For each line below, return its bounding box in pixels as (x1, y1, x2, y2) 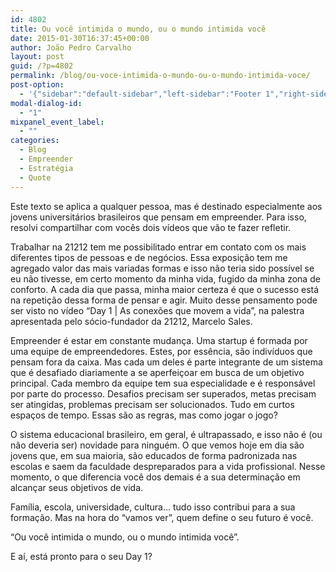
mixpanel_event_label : (10, 117, 105, 127)
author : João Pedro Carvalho (10, 42, 132, 53)
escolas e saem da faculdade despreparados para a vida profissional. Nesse (10, 460, 326, 472)
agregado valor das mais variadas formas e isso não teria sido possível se (10, 262, 315, 274)
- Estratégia (19, 163, 74, 173)
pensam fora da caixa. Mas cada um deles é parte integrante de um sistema (10, 356, 323, 368)
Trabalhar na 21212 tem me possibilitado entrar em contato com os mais (10, 241, 307, 253)
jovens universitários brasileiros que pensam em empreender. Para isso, (10, 211, 307, 223)
